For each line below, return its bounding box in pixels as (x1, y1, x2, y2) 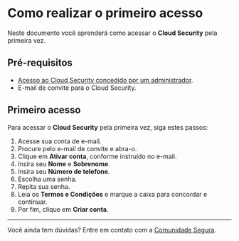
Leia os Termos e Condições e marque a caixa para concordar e (17, 190, 208, 198)
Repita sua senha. (17, 182, 70, 190)
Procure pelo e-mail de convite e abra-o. (17, 144, 137, 153)
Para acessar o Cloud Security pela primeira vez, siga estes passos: (7, 123, 208, 131)
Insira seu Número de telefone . (17, 167, 110, 175)
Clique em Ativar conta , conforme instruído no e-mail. (17, 152, 177, 160)
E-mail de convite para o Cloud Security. (17, 83, 137, 92)
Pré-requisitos (7, 57, 73, 69)
